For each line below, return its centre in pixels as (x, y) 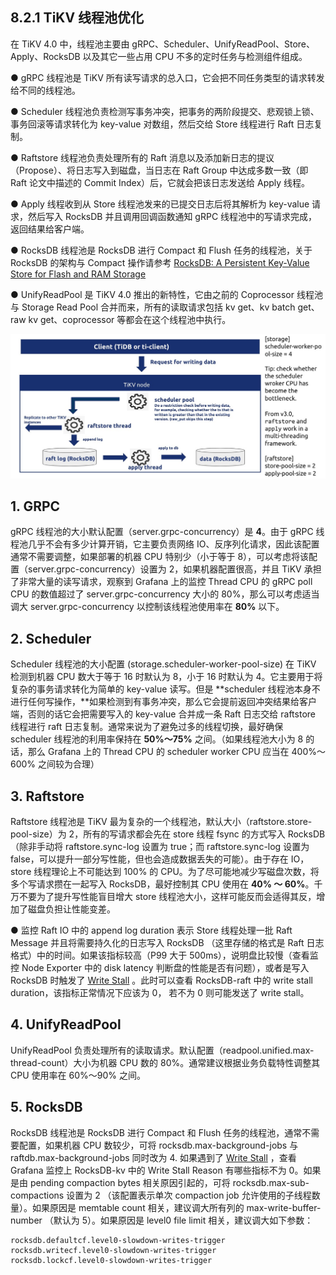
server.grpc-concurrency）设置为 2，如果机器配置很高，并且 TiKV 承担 (174, 569)
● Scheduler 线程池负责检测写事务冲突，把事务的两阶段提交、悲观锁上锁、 (165, 111)
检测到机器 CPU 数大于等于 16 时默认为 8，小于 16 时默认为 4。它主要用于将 (166, 677)
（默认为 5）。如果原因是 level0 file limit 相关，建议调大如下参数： (179, 1220)
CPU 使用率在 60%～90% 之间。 (78, 1075)
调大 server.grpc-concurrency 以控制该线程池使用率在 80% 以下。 (147, 607)
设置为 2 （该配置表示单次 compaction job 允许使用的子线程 (189, 1195)
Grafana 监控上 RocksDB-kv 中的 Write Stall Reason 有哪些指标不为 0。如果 (166, 1170)
